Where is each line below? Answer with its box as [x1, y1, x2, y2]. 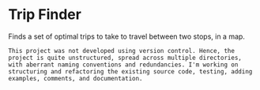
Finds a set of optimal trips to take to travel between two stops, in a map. [8, 32, 245, 41]
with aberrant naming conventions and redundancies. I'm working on [8, 61, 239, 69]
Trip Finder [8, 6, 81, 24]
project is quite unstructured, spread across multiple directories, [8, 54, 243, 62]
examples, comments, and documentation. [8, 74, 144, 82]
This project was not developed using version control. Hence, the [8, 47, 236, 54]
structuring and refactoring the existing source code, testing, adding [8, 67, 253, 76]
